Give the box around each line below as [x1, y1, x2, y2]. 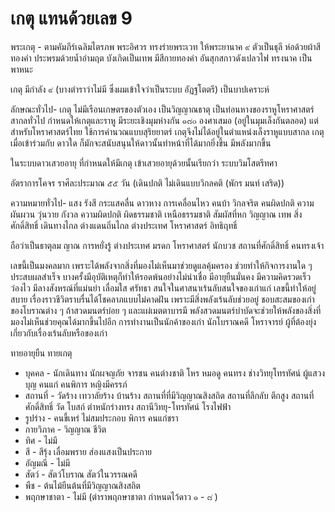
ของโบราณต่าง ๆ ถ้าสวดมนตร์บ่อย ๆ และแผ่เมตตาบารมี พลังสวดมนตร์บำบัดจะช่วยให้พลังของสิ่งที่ [10, 304, 322, 316]
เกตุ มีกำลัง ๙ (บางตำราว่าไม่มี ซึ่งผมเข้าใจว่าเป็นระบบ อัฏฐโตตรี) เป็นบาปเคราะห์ [10, 83, 270, 95]
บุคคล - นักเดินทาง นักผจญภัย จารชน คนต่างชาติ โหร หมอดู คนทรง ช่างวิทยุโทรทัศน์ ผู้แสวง [24, 367, 326, 379]
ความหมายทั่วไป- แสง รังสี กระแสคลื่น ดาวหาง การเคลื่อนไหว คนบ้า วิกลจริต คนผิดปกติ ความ [10, 197, 315, 209]
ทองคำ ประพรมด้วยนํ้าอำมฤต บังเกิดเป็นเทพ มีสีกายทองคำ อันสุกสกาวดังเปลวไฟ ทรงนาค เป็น [10, 52, 313, 64]
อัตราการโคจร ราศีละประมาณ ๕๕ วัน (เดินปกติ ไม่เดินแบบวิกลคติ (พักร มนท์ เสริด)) [10, 177, 285, 189]
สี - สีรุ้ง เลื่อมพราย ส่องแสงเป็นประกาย [24, 445, 152, 457]
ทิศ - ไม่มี [24, 434, 58, 446]
